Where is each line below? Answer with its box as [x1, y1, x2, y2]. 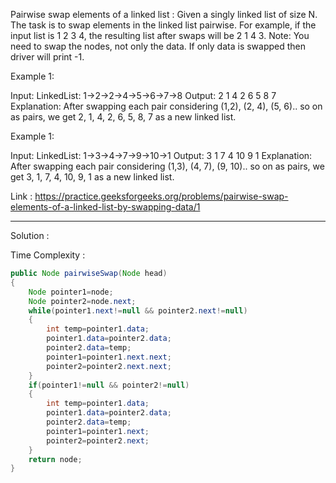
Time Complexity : [10, 249, 86, 261]
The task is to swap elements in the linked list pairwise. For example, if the [10, 19, 317, 31]
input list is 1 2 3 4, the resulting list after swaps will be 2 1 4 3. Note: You [10, 30, 310, 41]
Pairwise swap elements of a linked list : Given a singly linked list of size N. [10, 9, 318, 20]
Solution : [10, 230, 50, 241]
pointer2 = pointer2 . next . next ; [46, 361, 172, 371]
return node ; [28, 454, 83, 464]
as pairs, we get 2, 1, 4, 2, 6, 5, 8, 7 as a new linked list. [10, 111, 237, 123]
